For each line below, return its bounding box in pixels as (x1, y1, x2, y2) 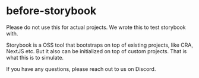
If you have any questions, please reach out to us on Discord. (6, 65, 156, 72)
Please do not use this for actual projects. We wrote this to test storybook (6, 24, 186, 31)
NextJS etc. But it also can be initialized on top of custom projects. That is (6, 47, 187, 54)
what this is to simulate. (6, 54, 64, 61)
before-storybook (6, 4, 97, 18)
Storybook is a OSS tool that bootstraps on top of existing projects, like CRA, (6, 41, 193, 48)
